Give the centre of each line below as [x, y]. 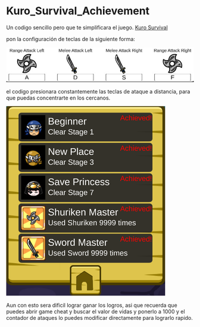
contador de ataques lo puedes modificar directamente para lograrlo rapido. [100, 318]
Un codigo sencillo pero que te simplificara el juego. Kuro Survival [87, 27]
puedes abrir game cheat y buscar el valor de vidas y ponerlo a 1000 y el [96, 312]
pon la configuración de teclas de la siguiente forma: [71, 39]
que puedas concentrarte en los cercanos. [58, 98]
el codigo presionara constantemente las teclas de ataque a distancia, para [98, 92]
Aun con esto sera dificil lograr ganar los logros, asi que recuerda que [92, 306]
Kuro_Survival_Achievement [78, 11]
